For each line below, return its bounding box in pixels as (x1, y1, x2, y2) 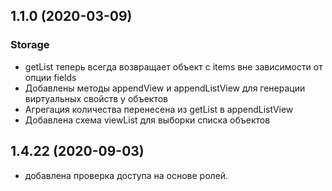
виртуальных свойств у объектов (24, 92, 168, 104)
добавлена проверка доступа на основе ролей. (24, 169, 229, 181)
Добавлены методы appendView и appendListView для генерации (24, 82, 306, 94)
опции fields (24, 71, 77, 83)
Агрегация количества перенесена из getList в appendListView (24, 103, 294, 115)
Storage (10, 38, 50, 52)
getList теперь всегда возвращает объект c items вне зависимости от (24, 60, 323, 73)
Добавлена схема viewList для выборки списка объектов (24, 114, 271, 126)
